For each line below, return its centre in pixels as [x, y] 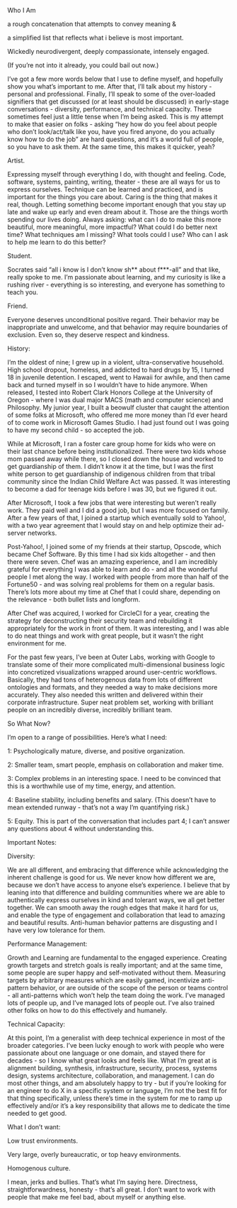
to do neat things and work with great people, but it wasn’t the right [105, 636]
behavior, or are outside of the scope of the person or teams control [129, 988]
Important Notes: [32, 842]
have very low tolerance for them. [57, 930]
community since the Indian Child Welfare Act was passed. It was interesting [119, 481]
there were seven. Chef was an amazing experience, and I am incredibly [112, 562]
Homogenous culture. [39, 1168]
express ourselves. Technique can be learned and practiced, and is [105, 189]
